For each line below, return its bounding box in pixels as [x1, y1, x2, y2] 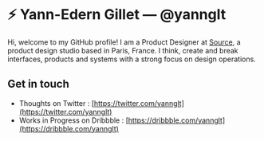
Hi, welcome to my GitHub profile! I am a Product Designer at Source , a [7, 37, 241, 47]
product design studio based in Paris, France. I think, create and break [7, 45, 238, 55]
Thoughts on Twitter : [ [18, 98, 95, 108]
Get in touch [7, 77, 69, 91]
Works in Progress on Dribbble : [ [18, 116, 129, 125]
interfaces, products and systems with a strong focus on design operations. [7, 54, 256, 64]
